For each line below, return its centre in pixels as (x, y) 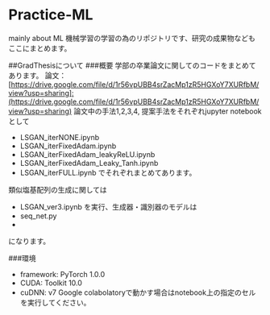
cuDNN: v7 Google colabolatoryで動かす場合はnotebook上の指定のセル (138, 292)
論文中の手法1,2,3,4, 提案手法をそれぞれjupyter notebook (168, 111)
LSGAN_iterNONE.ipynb (60, 137)
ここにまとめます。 (40, 48)
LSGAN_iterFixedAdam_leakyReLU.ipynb (87, 154)
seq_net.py (38, 216)
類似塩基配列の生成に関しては (58, 189)
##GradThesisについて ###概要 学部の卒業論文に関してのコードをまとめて (132, 65)
